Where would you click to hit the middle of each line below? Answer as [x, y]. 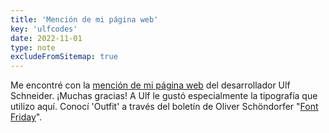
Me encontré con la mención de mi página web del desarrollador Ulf [150, 85]
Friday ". [26, 117]
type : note [33, 47]
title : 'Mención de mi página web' [84, 19]
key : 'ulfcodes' [44, 29]
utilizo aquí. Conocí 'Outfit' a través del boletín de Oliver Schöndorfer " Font [164, 107]
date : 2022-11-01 [46, 38]
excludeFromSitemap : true [64, 57]
